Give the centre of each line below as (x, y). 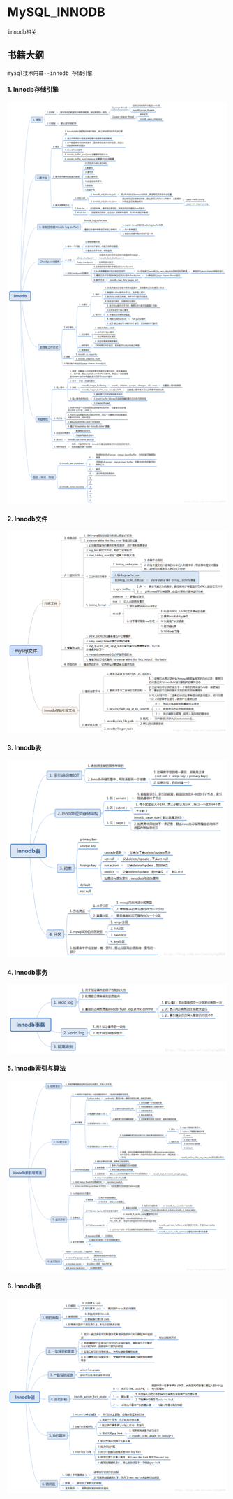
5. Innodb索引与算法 (37, 1069)
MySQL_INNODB (57, 12)
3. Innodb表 (24, 748)
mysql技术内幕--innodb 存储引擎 (50, 73)
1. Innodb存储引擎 (33, 90)
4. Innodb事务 (28, 972)
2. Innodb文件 (27, 519)
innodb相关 (22, 32)
